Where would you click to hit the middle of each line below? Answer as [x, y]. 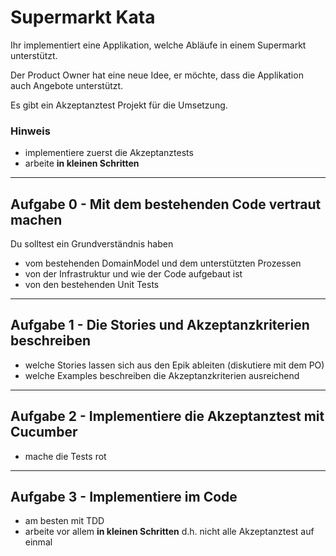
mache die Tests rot [65, 456]
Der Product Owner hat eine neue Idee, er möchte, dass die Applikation [157, 75]
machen [36, 219]
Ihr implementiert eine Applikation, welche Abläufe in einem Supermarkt [158, 45]
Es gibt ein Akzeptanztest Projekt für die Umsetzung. [119, 105]
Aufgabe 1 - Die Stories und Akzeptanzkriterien [160, 325]
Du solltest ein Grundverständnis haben [92, 244]
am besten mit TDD [64, 521]
